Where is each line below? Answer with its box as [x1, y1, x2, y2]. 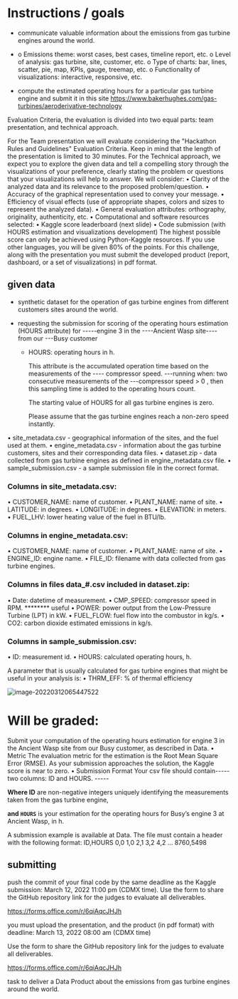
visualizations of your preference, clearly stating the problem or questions [7, 167, 224, 175]
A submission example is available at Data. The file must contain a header [7, 830, 223, 839]
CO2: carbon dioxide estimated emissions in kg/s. [7, 618, 153, 627]
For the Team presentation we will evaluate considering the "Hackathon [7, 137, 217, 145]
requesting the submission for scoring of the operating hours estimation [17, 319, 229, 327]
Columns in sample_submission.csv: [7, 636, 137, 646]
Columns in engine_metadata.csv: [7, 530, 129, 540]
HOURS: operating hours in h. [28, 348, 115, 356]
